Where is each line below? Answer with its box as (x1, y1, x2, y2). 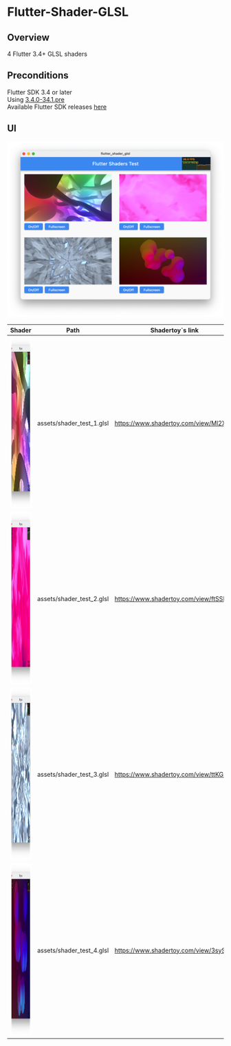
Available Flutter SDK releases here (7, 103, 107, 111)
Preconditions (7, 70, 69, 81)
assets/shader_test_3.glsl (36, 771, 109, 779)
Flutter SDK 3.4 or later (7, 87, 72, 96)
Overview (7, 32, 50, 43)
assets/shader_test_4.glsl (36, 946, 109, 954)
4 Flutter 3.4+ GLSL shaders (7, 50, 88, 58)
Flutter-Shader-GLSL (7, 4, 129, 20)
